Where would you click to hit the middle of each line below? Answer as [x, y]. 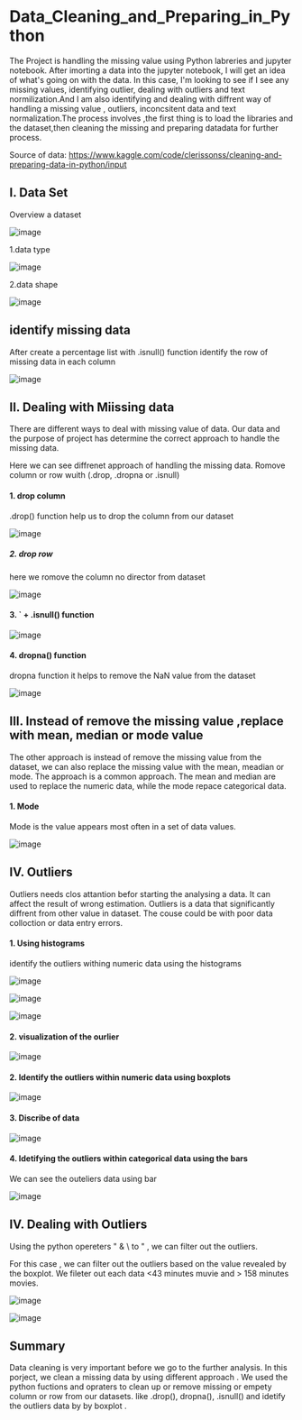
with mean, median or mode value [106, 735]
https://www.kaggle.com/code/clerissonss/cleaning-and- [175, 154]
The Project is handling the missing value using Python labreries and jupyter [151, 60]
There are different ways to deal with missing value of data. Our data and [145, 429]
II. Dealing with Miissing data [92, 407]
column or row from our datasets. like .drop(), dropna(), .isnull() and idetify [147, 1397]
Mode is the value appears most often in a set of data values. [123, 826]
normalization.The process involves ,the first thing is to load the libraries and [151, 118]
